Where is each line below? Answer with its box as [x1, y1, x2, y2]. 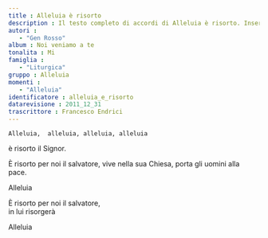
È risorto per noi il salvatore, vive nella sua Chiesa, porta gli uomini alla [8, 159, 240, 168]
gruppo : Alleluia [8, 71, 69, 79]
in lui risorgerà [8, 207, 56, 216]
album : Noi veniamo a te [8, 41, 94, 49]
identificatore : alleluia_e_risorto [8, 93, 134, 101]
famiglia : [8, 57, 45, 64]
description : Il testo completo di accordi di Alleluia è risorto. [8, 19, 241, 27]
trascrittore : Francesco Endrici [8, 108, 124, 116]
